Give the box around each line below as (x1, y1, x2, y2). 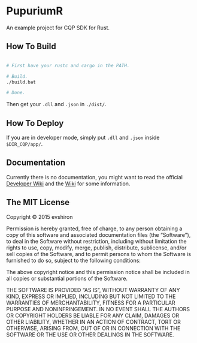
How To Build (6, 41, 56, 52)
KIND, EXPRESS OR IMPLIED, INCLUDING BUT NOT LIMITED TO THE (6, 293, 176, 300)
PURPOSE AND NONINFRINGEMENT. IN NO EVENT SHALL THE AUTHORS (6, 305, 190, 312)
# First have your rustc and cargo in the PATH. (6, 62, 130, 68)
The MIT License (6, 197, 70, 207)
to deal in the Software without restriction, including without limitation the (6, 237, 187, 245)
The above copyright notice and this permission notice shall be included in (6, 268, 190, 275)
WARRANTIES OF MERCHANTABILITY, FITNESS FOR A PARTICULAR (6, 299, 175, 306)
